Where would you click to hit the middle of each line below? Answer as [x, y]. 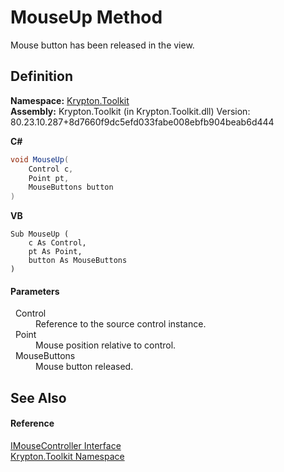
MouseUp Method [86, 17]
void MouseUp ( [40, 159]
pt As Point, [55, 252]
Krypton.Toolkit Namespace [67, 456]
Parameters [35, 291]
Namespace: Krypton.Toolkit [70, 100]
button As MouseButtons [78, 261]
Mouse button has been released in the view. [102, 45]
